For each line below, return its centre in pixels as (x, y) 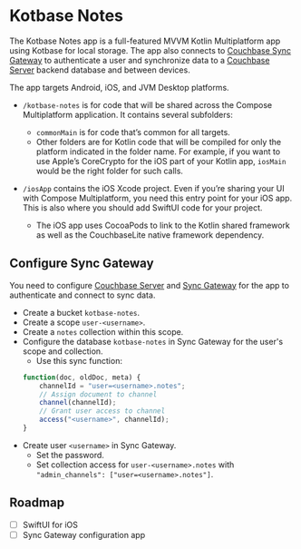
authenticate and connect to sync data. (83, 295)
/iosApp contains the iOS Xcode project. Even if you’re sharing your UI (153, 188)
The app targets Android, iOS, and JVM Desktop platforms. (119, 87)
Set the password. (70, 455)
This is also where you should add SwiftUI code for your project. (142, 207)
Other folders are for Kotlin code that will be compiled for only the (159, 142)
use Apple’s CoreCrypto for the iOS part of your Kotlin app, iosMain (161, 161)
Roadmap (37, 503)
